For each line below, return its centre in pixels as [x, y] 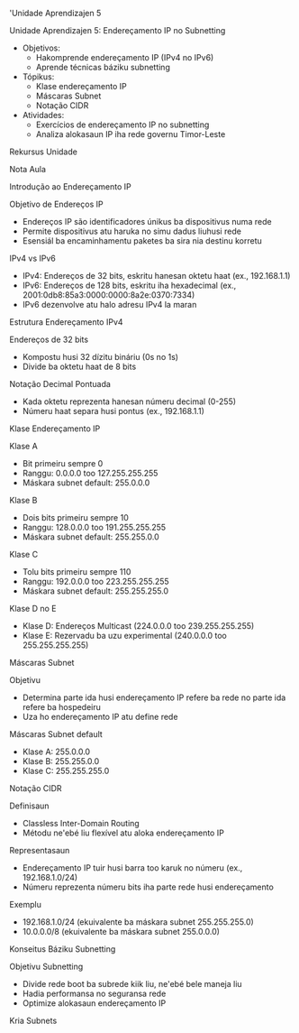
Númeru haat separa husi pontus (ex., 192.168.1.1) [113, 411]
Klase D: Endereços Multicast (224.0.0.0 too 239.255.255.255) [138, 626]
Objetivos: [41, 48]
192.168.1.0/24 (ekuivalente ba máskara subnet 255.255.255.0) [138, 922]
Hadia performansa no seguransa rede [94, 993]
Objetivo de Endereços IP [56, 204]
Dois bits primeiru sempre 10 [75, 517]
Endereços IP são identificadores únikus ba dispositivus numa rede [147, 221]
